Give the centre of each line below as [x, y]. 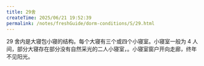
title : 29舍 [21, 12]
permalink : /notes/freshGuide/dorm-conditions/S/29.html [81, 23]
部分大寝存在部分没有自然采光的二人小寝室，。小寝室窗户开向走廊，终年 [107, 49]
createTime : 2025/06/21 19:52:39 [49, 18]
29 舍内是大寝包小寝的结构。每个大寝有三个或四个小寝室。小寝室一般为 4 [99, 42]
